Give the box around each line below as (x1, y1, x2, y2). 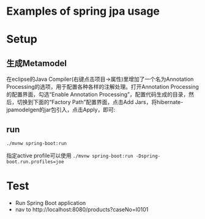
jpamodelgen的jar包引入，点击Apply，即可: (6, 106, 116, 114)
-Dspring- (135, 153, 161, 159)
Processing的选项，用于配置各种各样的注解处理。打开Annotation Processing (6, 83, 199, 91)
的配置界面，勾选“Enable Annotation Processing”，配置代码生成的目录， (6, 91, 189, 98)
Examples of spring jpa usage (6, 4, 160, 18)
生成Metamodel (6, 58, 67, 69)
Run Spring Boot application (15, 199, 86, 206)
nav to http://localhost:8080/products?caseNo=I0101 (15, 206, 149, 213)
